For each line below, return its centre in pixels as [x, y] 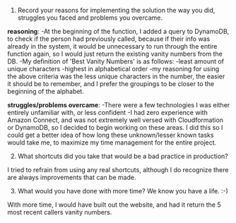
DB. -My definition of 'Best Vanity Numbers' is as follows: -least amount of [116, 61]
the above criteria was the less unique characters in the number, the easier [116, 76]
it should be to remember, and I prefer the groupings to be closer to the [111, 84]
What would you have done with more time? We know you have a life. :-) [123, 191]
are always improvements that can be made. [72, 177]
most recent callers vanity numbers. [60, 212]
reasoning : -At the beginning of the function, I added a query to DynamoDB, [118, 31]
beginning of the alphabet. [46, 91]
